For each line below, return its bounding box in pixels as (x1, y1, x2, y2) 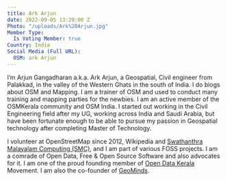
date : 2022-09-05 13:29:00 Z (7, 16, 90, 23)
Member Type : (7, 29, 44, 36)
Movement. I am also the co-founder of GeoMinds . (7, 166, 150, 174)
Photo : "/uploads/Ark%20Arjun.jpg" (7, 23, 109, 29)
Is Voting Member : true (13, 36, 81, 42)
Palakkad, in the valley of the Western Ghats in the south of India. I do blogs (7, 80, 220, 89)
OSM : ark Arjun (13, 55, 57, 61)
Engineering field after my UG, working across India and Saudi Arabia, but (7, 109, 215, 117)
